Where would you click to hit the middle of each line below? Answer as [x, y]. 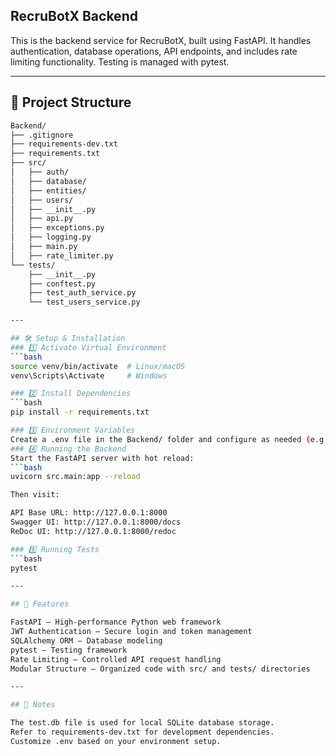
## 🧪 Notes [33, 705]
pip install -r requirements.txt [80, 412]
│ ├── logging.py [51, 237]
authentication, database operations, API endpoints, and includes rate [154, 51]
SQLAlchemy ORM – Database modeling [86, 640]
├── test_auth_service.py [82, 293]
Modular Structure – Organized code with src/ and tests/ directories [160, 669]
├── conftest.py [62, 284]
